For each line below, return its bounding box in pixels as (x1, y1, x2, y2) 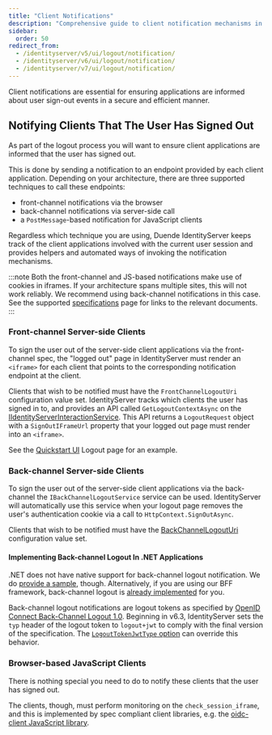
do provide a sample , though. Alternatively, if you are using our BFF (8, 579, 233, 588)
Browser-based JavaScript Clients (8, 657, 147, 669)
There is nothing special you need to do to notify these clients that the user (8, 676, 259, 686)
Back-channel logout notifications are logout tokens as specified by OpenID (8, 603, 261, 613)
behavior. (8, 637, 40, 648)
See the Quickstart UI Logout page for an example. (8, 444, 178, 454)
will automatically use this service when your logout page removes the (8, 501, 244, 511)
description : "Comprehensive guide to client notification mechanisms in (8, 19, 263, 28)
